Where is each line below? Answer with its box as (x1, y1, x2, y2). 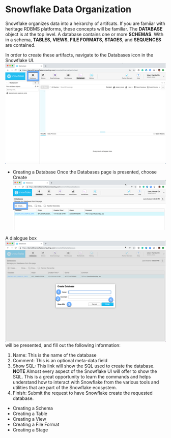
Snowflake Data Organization (5, 4, 132, 15)
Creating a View (12, 416, 47, 422)
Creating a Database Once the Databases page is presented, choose (12, 169, 157, 175)
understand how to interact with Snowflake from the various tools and (12, 379, 159, 385)
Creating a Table (12, 411, 47, 417)
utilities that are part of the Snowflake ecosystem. (12, 385, 117, 391)
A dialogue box (5, 235, 37, 241)
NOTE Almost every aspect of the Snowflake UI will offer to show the (12, 368, 157, 374)
